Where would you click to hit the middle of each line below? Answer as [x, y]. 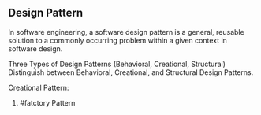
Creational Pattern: [39, 87]
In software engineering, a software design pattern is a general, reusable [126, 32]
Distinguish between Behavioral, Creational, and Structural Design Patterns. [131, 72]
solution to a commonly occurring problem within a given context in [117, 40]
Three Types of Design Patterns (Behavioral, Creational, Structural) [117, 64]
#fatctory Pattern [47, 102]
